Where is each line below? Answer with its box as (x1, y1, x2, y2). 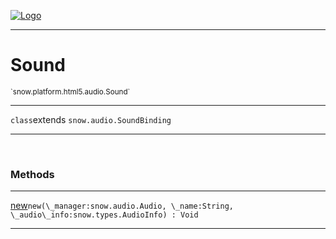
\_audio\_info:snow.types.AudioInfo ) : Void (10, 210, 199, 220)
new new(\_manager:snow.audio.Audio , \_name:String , (10, 200, 234, 212)
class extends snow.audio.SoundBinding (10, 113, 172, 125)
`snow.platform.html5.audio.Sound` (10, 86, 131, 97)
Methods (10, 167, 55, 181)
